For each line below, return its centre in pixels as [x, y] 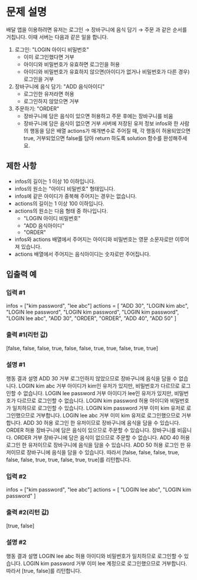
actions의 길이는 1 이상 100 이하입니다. [60, 203]
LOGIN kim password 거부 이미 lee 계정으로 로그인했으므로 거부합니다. [105, 563]
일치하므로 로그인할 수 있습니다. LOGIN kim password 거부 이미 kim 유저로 [98, 408]
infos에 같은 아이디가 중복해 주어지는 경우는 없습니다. [76, 196]
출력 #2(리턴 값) [28, 513]
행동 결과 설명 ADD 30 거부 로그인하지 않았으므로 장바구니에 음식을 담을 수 [92, 379]
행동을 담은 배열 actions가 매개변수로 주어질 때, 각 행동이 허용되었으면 [110, 131]
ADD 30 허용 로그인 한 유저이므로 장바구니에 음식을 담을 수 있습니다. [102, 423]
